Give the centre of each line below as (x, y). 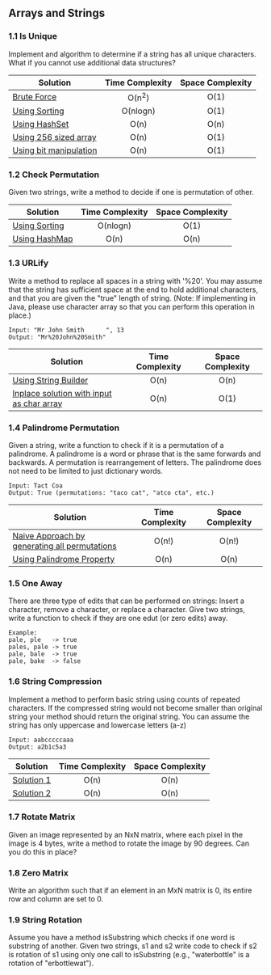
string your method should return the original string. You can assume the (129, 716)
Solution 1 (32, 779)
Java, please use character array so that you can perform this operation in (132, 306)
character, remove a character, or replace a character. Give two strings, (127, 610)
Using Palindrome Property (64, 559)
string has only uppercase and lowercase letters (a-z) (98, 725)
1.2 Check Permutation (54, 175)
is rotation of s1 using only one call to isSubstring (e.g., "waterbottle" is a (129, 955)
